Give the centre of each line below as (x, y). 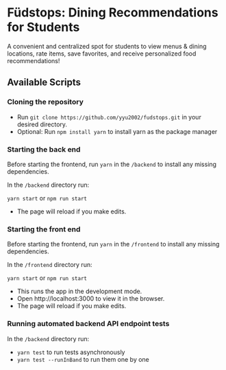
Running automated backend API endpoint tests (88, 324)
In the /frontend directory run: (50, 265)
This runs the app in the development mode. (79, 291)
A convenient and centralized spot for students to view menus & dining (107, 46)
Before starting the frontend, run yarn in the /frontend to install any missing (113, 244)
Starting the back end (44, 149)
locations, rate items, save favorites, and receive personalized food (102, 54)
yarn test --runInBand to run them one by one (83, 359)
